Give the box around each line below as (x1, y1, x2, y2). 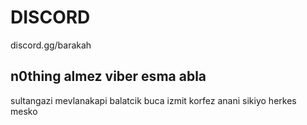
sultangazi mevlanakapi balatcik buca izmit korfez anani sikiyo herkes (10, 94, 297, 106)
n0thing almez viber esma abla (10, 68, 207, 85)
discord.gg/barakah (10, 39, 92, 51)
